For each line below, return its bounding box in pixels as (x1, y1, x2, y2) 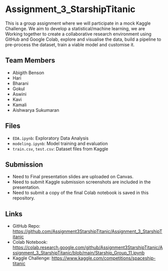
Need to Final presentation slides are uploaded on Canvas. (12, 174, 134, 180)
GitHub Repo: (12, 223, 41, 229)
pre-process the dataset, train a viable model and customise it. (5, 41, 135, 47)
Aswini (12, 91, 27, 97)
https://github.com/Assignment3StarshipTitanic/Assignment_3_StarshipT (12, 228, 162, 235)
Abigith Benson (12, 70, 44, 76)
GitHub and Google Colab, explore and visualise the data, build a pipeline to (5, 36, 161, 42)
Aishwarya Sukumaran (12, 107, 59, 113)
